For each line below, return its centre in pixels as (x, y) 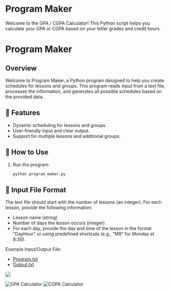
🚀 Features (23, 113)
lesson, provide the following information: (49, 207)
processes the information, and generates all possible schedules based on (83, 91)
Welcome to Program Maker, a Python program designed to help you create (85, 80)
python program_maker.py (39, 174)
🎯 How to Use (27, 152)
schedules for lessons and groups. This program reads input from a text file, (85, 86)
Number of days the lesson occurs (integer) (59, 223)
